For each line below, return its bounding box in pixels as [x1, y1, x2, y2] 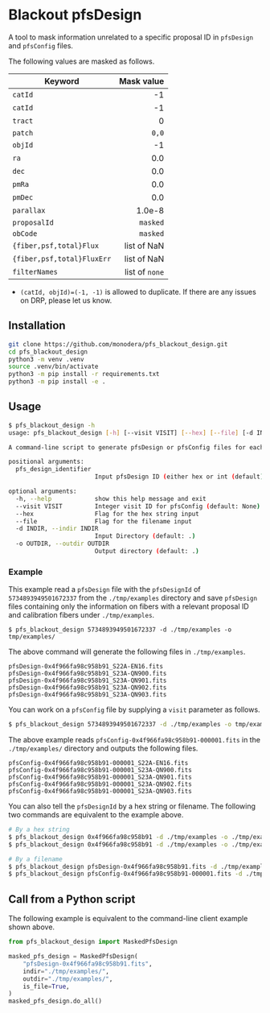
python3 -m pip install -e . [8, 378, 106, 386]
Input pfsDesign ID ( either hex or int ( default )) [94, 473, 268, 481]
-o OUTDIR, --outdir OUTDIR [15, 540, 110, 548]
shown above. [8, 922, 55, 932]
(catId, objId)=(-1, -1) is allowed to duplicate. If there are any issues [19, 287, 257, 296]
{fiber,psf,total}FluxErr [12, 254, 112, 263]
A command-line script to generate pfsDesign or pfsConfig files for [8, 443, 247, 452]
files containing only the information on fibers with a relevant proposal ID [8, 602, 249, 611]
